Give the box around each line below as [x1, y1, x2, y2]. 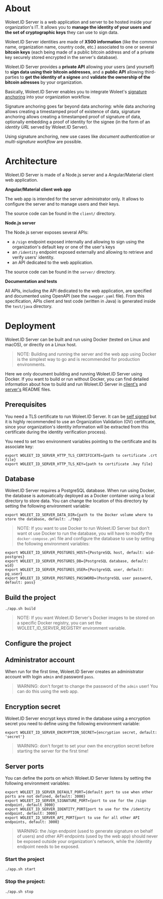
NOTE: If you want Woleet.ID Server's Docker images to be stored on [16, 615, 155, 621]
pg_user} [5, 572, 23, 577]
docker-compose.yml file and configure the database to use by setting [16, 536, 155, 542]
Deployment [5, 320, 56, 332]
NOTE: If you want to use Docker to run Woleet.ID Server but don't [16, 525, 150, 531]
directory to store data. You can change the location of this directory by [5, 498, 148, 504]
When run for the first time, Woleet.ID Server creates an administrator [5, 669, 144, 674]
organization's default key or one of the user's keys [12, 244, 115, 250]
